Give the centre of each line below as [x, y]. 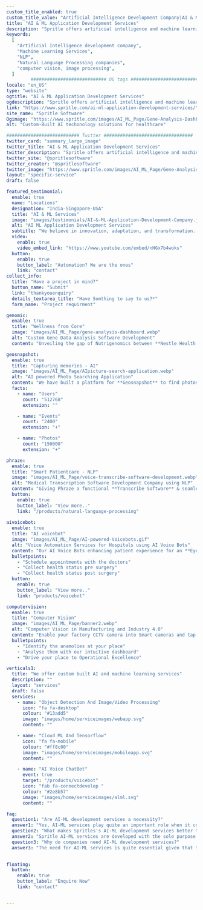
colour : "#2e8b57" [45, 792]
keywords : [19, 35]
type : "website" [27, 91]
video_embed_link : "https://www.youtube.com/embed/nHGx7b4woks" [100, 248]
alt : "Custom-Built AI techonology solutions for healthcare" [86, 125]
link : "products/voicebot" [51, 596]
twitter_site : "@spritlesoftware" [50, 158]
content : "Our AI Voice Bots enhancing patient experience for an [97, 550]
